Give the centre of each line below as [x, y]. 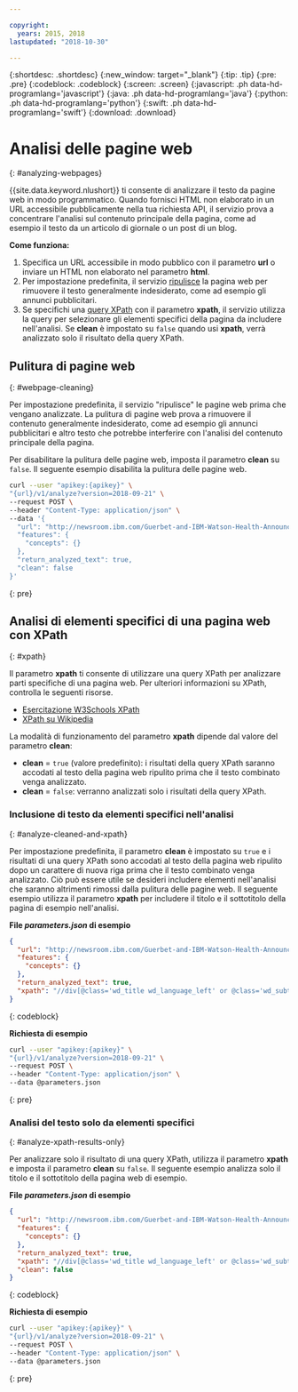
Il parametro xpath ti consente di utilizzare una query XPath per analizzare [145, 674]
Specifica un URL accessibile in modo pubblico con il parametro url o [149, 262]
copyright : [29, 25]
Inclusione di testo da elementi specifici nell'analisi [122, 814]
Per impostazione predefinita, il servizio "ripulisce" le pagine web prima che [148, 404]
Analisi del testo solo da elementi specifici [102, 1123]
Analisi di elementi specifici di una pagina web [140, 622]
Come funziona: [39, 245]
